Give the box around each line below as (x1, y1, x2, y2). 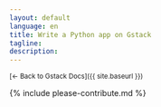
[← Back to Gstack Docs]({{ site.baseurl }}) (9, 72, 143, 82)
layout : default (9, 13, 71, 23)
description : (9, 47, 59, 56)
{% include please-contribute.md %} (9, 88, 147, 99)
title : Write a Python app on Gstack (9, 30, 152, 39)
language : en (9, 22, 59, 31)
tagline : (9, 38, 43, 48)
